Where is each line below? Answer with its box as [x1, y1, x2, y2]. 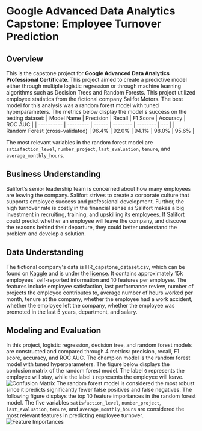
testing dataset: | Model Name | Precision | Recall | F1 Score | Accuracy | [6, 114, 186, 122]
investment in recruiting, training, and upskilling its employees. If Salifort [6, 211, 185, 218]
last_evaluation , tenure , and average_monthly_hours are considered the [6, 405, 185, 413]
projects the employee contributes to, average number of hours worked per [6, 289, 194, 296]
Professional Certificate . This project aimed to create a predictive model [6, 76, 188, 83]
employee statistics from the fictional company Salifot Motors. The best [6, 95, 183, 102]
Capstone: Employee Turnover [6, 17, 162, 31]
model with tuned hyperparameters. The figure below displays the [6, 361, 170, 368]
